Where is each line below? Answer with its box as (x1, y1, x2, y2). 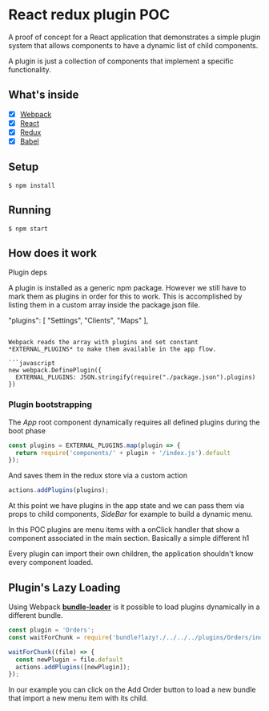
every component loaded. (8, 558, 94, 567)
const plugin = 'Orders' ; (8, 626, 94, 635)
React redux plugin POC (8, 6, 171, 24)
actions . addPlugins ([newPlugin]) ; (15, 663, 130, 671)
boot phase (8, 425, 46, 435)
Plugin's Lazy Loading (8, 580, 121, 595)
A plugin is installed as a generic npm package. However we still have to (8, 283, 247, 293)
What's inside (8, 88, 79, 102)
